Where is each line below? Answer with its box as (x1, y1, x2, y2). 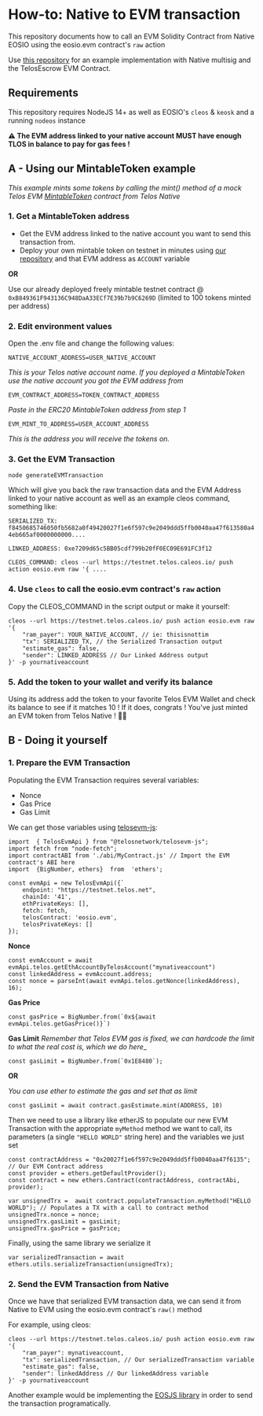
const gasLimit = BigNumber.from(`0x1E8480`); (8, 1057, 163, 1065)
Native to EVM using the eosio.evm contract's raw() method (8, 1305, 203, 1314)
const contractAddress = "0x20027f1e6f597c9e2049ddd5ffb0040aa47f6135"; (8, 1155, 251, 1163)
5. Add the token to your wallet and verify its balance (8, 676, 214, 687)
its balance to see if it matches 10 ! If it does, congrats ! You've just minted (8, 703, 249, 712)
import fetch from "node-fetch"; (8, 845, 118, 852)
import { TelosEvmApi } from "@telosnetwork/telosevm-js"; (8, 837, 210, 845)
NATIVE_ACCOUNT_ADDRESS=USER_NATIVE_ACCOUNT (8, 354, 156, 362)
